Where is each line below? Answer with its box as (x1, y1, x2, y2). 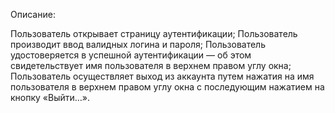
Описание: (10, 9, 56, 20)
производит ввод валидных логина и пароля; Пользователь (10, 39, 266, 50)
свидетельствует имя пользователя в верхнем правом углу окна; (10, 60, 292, 71)
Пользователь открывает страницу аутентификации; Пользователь (10, 28, 298, 39)
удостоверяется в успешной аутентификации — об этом (10, 49, 252, 61)
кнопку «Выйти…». (10, 92, 91, 103)
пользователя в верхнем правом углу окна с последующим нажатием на (10, 81, 325, 93)
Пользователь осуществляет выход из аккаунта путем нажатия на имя (10, 70, 315, 82)
